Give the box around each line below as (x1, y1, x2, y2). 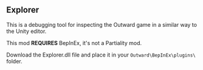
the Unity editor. (6, 27, 47, 35)
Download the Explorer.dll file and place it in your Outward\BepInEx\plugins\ (6, 51, 196, 58)
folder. (6, 57, 22, 65)
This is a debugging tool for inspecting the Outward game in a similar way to (6, 21, 198, 28)
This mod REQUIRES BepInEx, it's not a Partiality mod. (6, 39, 142, 46)
